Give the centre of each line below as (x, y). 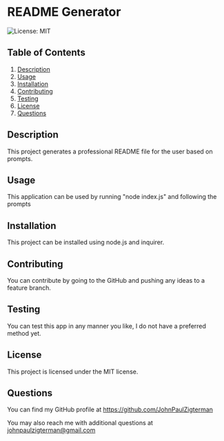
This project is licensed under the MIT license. (73, 372)
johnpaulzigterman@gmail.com (51, 430)
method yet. (24, 333)
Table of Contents (47, 53)
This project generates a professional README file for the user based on (110, 151)
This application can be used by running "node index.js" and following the (112, 197)
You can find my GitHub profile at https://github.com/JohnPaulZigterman (110, 409)
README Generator (64, 12)
